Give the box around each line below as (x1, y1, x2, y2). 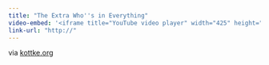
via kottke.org (8, 48, 54, 58)
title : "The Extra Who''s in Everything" (8, 11, 149, 20)
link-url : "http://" (8, 26, 78, 34)
